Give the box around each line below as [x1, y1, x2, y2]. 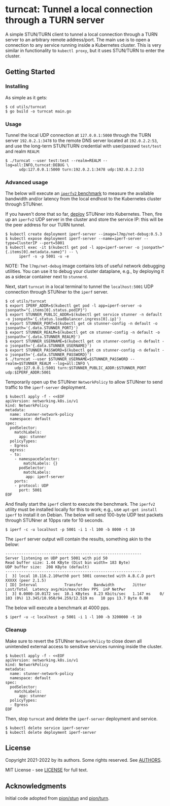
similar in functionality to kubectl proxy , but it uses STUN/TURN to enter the [5, 47, 165, 53]
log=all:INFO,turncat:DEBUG [5, 162, 65, 167]
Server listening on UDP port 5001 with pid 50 [5, 556, 108, 561]
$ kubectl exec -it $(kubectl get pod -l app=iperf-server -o [5, 245, 140, 250]
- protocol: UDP [14, 483, 49, 488]
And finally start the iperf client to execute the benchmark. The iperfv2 [5, 501, 156, 507]
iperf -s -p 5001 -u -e [18, 254, 70, 259]
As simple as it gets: [5, 94, 47, 100]
